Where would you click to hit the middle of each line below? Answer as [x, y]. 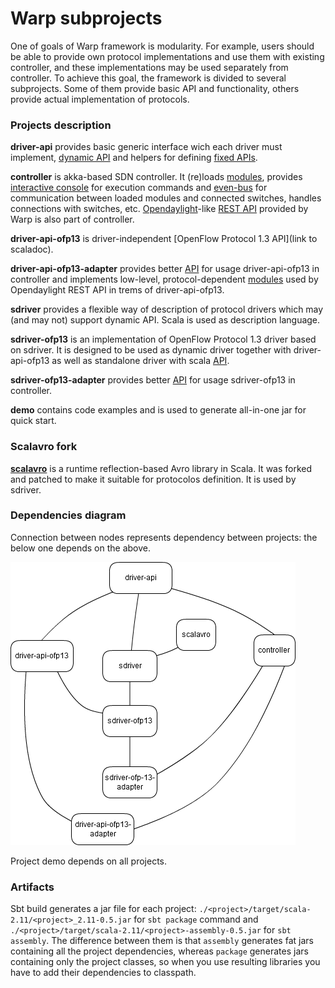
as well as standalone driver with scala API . [140, 361]
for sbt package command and [196, 919]
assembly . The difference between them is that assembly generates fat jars [162, 941]
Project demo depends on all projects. [89, 861]
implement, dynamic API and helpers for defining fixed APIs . [134, 158]
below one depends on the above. [80, 548]
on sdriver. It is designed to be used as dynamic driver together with [151, 350]
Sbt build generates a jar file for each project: [103, 909]
